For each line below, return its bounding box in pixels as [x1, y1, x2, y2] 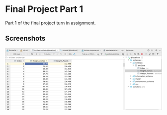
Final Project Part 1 [5, 3, 83, 15]
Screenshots [5, 34, 46, 43]
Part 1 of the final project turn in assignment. [5, 20, 96, 26]
